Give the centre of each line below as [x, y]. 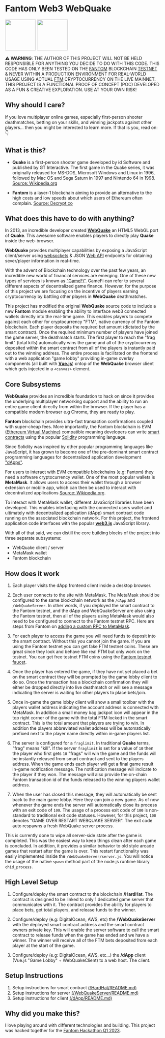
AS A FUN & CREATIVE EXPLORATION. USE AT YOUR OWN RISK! [71, 90]
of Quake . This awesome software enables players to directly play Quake [79, 236]
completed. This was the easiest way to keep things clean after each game [81, 841]
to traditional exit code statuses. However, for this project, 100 [94, 815]
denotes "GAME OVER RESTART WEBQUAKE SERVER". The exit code [82, 821]
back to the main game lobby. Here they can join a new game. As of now [85, 800]
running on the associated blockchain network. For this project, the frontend [82, 518]
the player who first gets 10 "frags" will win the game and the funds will [84, 753]
